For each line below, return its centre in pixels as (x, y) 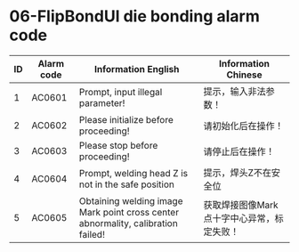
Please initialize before (126, 119)
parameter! (102, 102)
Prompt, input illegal (121, 92)
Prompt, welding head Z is (133, 173)
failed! (92, 234)
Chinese (244, 75)
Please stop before (118, 145)
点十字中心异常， (239, 218)
